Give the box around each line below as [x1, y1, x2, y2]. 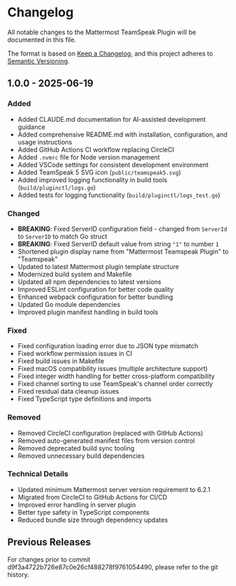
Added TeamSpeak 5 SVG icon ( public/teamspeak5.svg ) [17, 168, 181, 177]
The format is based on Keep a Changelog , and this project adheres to [7, 49, 213, 58]
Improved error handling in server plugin [17, 500, 136, 509]
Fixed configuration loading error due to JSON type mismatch [17, 342, 199, 350]
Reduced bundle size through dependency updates [17, 516, 168, 524]
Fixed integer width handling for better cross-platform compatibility [17, 372, 215, 381]
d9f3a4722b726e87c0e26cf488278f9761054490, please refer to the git [7, 563, 218, 571]
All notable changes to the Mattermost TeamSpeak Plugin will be [7, 28, 197, 36]
